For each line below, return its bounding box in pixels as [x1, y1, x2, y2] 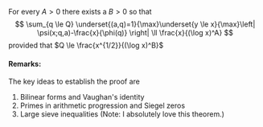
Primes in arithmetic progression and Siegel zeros [19, 100, 186, 111]
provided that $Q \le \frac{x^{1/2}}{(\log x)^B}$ [8, 40, 164, 50]
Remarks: [8, 59, 42, 68]
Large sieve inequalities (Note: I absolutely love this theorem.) [19, 109, 225, 119]
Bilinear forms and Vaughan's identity [19, 92, 145, 102]
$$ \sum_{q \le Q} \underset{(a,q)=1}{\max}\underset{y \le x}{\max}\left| [14, 19, 256, 29]
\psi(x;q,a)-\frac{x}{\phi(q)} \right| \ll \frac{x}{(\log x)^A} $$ [36, 28, 234, 37]
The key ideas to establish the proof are [8, 76, 141, 87]
